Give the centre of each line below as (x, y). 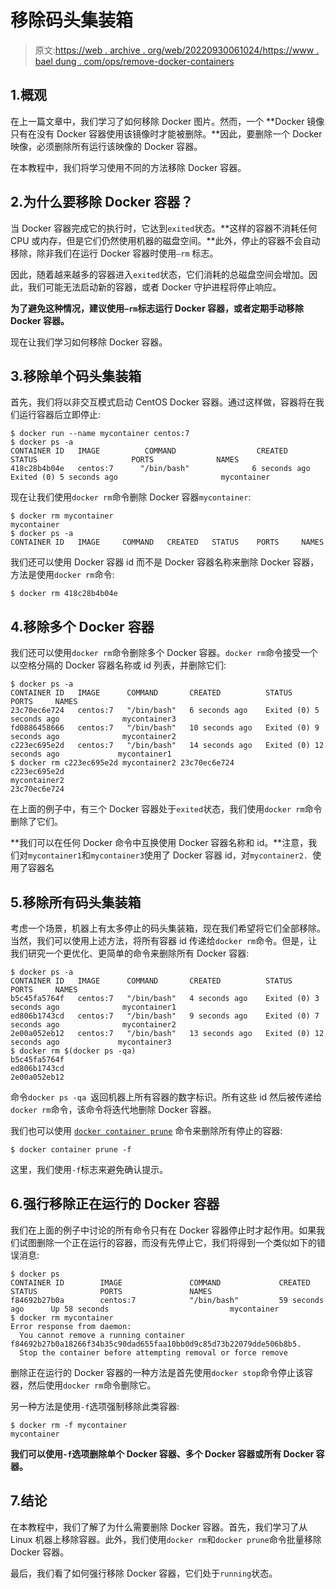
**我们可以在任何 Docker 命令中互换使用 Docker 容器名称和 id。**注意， (159, 843)
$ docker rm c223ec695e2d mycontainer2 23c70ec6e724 (122, 763)
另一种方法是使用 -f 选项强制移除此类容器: (95, 1406)
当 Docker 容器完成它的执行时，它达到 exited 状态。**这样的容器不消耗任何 (164, 228)
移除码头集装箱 (72, 20)
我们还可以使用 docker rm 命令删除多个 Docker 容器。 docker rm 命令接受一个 (164, 653)
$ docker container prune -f (71, 1150)
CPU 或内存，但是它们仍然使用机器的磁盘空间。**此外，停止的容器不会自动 (165, 240)
